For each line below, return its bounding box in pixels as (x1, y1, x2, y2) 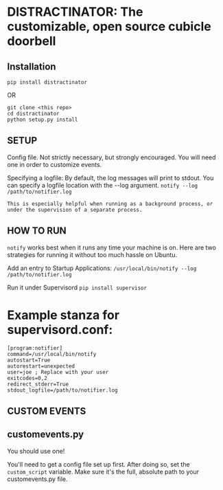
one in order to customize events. (7, 160, 102, 168)
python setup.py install (7, 116, 78, 123)
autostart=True (7, 357, 51, 364)
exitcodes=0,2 (7, 375, 48, 381)
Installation (7, 60, 56, 72)
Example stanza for (7, 307, 120, 323)
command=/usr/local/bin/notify (7, 350, 97, 357)
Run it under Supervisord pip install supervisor (7, 283, 148, 291)
